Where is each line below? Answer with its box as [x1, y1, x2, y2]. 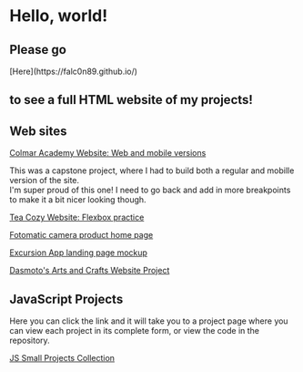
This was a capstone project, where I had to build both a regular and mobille [9, 165, 295, 176]
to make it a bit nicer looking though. [9, 194, 147, 205]
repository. [9, 335, 50, 346]
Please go [9, 42, 66, 57]
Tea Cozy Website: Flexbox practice [9, 212, 145, 223]
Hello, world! [9, 5, 108, 26]
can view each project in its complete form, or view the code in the [9, 325, 259, 336]
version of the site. [9, 175, 80, 186]
